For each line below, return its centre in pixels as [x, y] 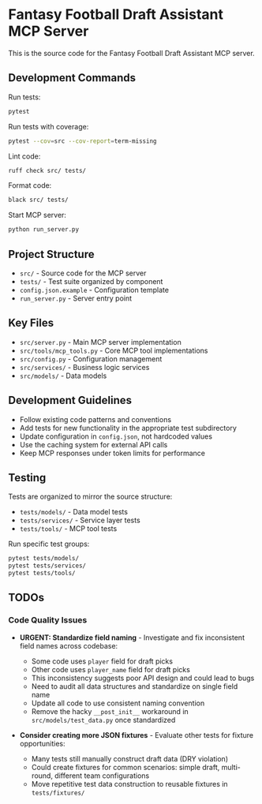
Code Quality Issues [48, 620]
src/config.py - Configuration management [91, 359]
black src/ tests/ [38, 200]
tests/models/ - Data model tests [74, 512]
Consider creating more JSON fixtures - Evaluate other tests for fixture [137, 735]
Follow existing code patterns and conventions [95, 419]
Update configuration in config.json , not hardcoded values [116, 436]
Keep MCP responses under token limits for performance [112, 453]
